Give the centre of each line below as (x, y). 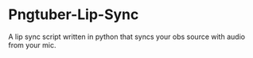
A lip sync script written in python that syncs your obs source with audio (127, 37)
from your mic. (32, 44)
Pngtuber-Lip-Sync (74, 15)
